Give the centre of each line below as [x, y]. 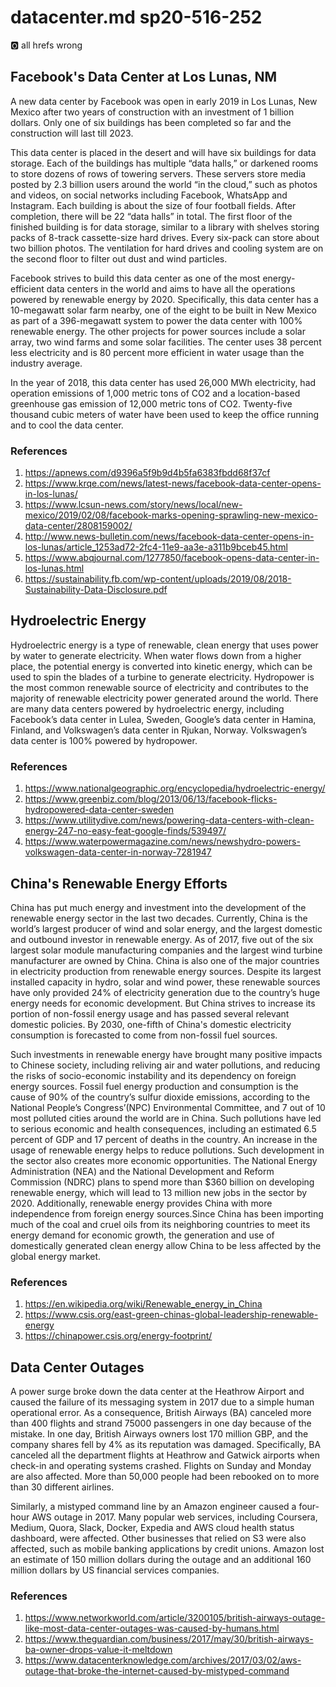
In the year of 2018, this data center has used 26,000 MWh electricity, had [163, 382]
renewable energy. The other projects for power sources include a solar [158, 331]
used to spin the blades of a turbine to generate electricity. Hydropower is [162, 677]
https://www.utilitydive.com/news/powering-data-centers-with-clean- [169, 820]
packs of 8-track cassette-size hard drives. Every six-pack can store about [165, 237]
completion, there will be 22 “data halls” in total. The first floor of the [151, 216]
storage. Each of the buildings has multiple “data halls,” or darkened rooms [164, 163]
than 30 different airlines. [62, 1487]
